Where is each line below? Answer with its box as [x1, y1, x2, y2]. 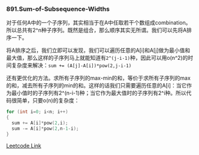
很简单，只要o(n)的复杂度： [11, 97, 80, 104]
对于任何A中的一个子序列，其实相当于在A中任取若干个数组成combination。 [6, 19, 191, 26]
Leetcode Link [6, 142, 42, 149]
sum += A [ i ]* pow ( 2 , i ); [11, 120, 68, 126]
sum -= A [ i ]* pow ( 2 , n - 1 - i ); [11, 125, 79, 132]
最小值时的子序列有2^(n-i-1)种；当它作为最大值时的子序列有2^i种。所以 [11, 89, 187, 97]
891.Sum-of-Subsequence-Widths [6, 5, 110, 13]
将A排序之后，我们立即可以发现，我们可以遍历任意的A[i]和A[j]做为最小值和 [6, 47, 191, 54]
